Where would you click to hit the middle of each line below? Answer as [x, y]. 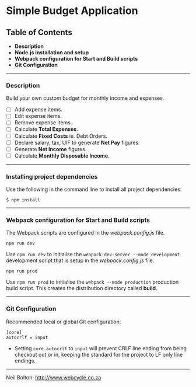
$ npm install [23, 200]
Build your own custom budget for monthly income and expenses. [85, 98]
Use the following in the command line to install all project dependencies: [94, 189]
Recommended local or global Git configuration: [64, 322]
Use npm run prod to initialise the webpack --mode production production [92, 282]
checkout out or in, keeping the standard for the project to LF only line [99, 354]
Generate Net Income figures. [50, 149]
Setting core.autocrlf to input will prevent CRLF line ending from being [100, 348]
